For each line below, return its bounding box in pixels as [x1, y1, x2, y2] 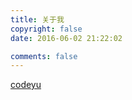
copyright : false [10, 24, 83, 34]
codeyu [10, 79, 42, 91]
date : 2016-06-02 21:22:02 [10, 33, 123, 43]
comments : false [10, 51, 78, 61]
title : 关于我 [10, 14, 65, 25]
